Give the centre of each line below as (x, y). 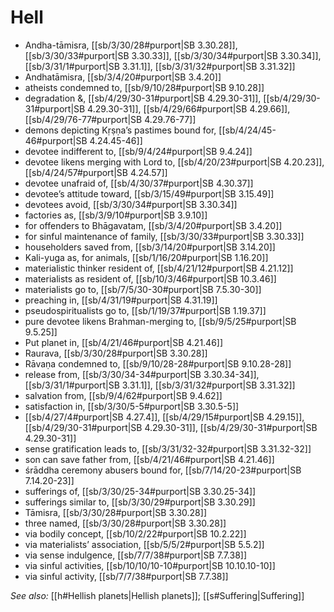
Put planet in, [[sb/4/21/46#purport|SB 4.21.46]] (124, 342)
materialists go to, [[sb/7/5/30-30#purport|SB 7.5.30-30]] (143, 289)
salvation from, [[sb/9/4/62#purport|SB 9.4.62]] (123, 395)
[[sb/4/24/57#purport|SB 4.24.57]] (96, 172)
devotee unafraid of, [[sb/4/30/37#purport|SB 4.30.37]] (139, 183)
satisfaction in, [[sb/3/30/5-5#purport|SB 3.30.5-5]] (132, 406)
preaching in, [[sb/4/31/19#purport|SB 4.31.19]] (121, 300)
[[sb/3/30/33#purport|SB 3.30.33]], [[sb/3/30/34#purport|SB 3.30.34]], (173, 55)
